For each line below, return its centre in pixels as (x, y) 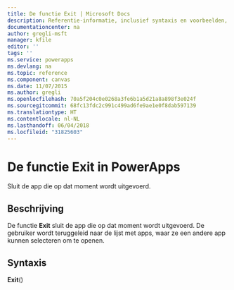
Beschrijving (36, 209)
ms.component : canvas (39, 79)
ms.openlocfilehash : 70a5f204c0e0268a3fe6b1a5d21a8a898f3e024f (102, 99)
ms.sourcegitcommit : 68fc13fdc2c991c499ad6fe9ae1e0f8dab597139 (102, 106)
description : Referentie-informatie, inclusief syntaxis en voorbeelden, (118, 20)
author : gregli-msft (38, 34)
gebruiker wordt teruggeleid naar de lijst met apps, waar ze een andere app (117, 233)
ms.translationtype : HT (42, 112)
